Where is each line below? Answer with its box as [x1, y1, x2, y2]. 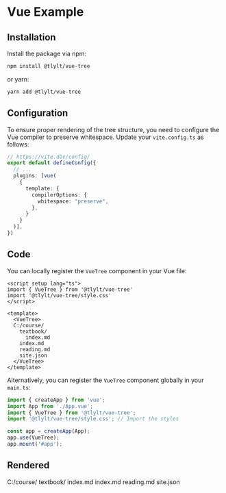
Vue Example [7, 4, 84, 20]
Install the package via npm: [7, 49, 87, 58]
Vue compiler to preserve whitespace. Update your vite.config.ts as [7, 133, 204, 141]
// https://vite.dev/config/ [7, 153, 90, 160]
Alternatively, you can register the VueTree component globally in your [7, 376, 204, 384]
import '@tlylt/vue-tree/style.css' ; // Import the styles [7, 416, 179, 422]
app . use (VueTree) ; [7, 434, 60, 442]
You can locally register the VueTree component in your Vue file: [7, 266, 187, 275]
